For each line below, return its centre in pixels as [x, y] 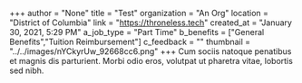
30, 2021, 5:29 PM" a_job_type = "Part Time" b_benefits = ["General [137, 32]
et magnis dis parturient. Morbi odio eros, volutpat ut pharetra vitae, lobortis [151, 61]
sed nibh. [27, 70]
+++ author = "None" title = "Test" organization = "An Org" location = [139, 13]
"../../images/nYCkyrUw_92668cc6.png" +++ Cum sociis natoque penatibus [151, 51]
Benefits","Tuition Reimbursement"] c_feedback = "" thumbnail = [130, 41]
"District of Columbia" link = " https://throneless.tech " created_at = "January [151, 23]
